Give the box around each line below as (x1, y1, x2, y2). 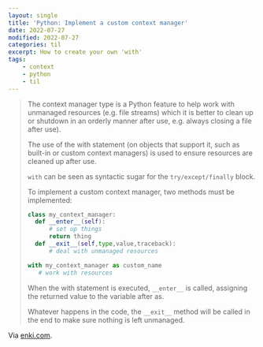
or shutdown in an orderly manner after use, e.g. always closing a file (27, 116, 252, 125)
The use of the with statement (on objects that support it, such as (27, 140, 240, 149)
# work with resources (38, 269, 113, 277)
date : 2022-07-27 (8, 26, 65, 34)
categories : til (8, 41, 61, 49)
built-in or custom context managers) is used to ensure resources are (27, 147, 254, 158)
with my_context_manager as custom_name (27, 261, 162, 269)
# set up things (48, 226, 102, 233)
